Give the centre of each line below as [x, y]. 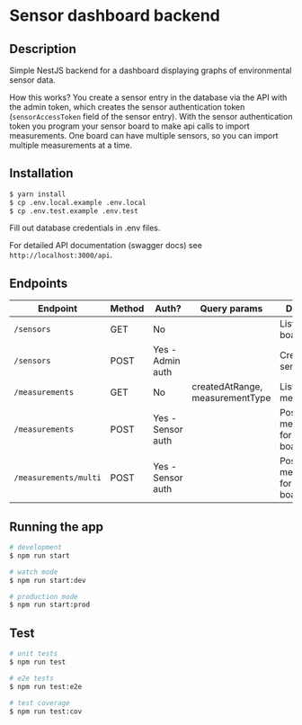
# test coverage [40, 703]
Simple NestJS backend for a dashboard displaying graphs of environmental [151, 70]
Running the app [56, 527]
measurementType [231, 398]
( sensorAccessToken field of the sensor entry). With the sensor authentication [151, 116]
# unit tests [34, 654]
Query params [231, 309]
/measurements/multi [58, 478]
